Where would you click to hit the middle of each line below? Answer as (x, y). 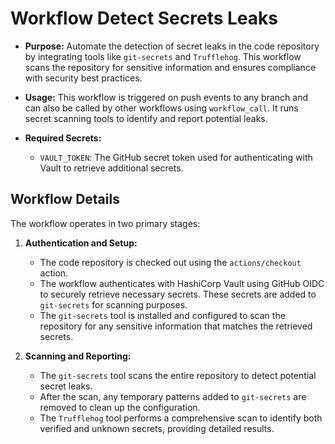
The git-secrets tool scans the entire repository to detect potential (178, 375)
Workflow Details (65, 199)
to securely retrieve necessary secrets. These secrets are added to (178, 294)
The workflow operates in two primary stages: (105, 223)
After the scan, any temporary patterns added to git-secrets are (173, 396)
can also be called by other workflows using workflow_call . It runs (161, 108)
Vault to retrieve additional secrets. (111, 168)
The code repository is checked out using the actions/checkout (170, 262)
